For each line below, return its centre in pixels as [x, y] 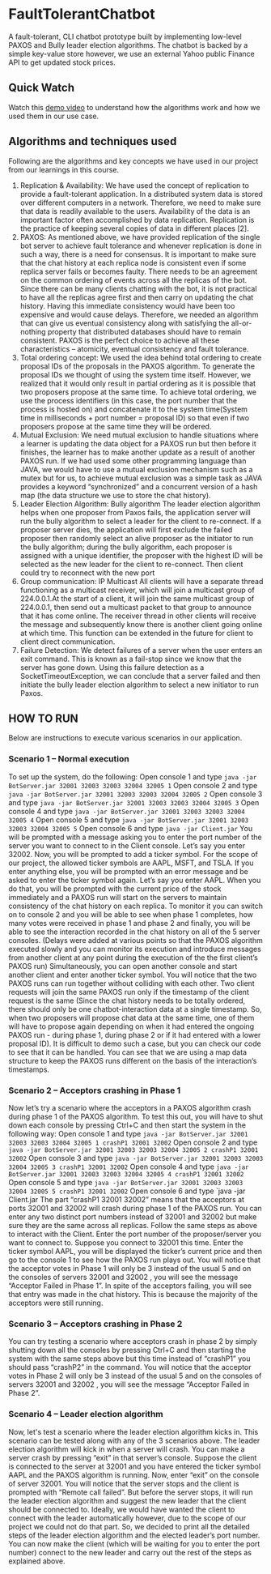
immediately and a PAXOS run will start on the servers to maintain [118, 897]
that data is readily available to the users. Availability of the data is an [135, 211]
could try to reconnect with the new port [87, 573]
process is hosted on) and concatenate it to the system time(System [134, 409]
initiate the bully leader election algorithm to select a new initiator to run [139, 685]
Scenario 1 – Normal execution [69, 759]
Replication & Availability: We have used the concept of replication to [134, 185]
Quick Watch [42, 88]
